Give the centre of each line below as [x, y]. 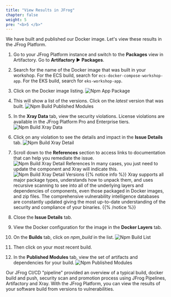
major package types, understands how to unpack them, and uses [83, 180]
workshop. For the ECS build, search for [55, 76]
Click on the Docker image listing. [49, 91]
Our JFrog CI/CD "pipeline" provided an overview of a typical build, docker [84, 273]
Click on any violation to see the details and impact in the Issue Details [88, 137]
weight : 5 [16, 20]
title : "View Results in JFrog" [40, 10]
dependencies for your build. [44, 263]
